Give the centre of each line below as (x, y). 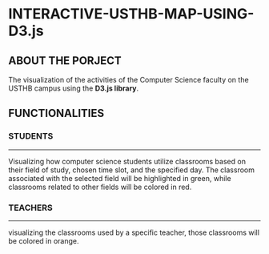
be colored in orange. (44, 240)
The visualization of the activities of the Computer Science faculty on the (129, 80)
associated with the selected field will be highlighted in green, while (120, 178)
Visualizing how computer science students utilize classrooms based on (127, 161)
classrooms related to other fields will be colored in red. (100, 187)
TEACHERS (31, 208)
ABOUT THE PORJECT (65, 60)
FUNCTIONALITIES (56, 113)
